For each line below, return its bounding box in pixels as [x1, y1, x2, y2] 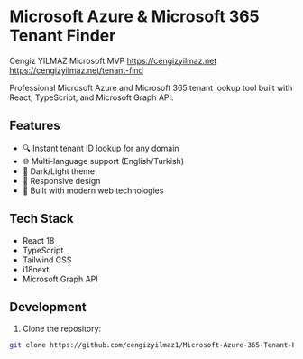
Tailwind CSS [22, 254, 72, 265]
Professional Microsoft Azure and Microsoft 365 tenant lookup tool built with [9, 82, 293, 93]
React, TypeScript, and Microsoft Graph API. [9, 92, 174, 103]
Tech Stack [9, 211, 74, 226]
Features [9, 118, 60, 133]
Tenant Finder [9, 25, 116, 46]
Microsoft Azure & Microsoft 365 [9, 6, 260, 27]
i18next [22, 263, 50, 274]
